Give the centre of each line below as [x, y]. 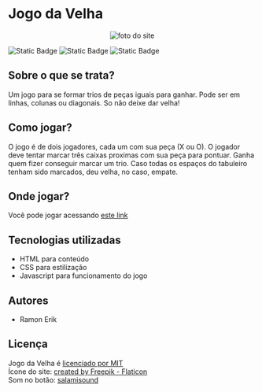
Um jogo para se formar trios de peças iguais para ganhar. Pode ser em [124, 94]
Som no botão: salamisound [54, 379]
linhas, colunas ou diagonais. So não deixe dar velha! [94, 102]
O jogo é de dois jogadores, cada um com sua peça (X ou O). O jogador [124, 146]
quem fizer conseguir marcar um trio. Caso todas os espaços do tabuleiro [128, 163]
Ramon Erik [38, 319]
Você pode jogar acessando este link [68, 215]
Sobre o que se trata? [62, 76]
